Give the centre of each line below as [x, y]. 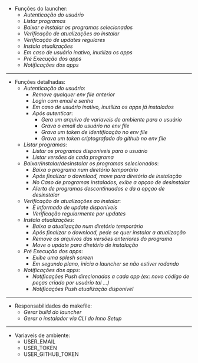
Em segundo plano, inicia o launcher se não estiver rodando [105, 264]
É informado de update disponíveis [75, 207]
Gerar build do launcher [52, 312]
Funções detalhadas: [40, 82]
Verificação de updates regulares [64, 40]
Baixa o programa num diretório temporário [85, 170]
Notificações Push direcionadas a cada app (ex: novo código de [111, 276]
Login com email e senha [63, 101]
